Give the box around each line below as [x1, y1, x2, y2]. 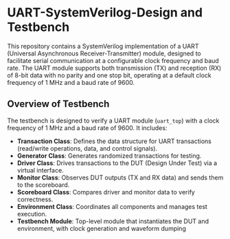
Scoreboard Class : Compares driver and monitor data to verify [16, 188, 196, 196]
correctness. [16, 195, 54, 203]
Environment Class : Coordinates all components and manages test [16, 202, 208, 210]
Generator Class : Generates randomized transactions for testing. [16, 151, 202, 160]
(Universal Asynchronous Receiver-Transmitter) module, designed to [7, 49, 201, 58]
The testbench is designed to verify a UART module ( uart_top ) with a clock [7, 116, 220, 125]
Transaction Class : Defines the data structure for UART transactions [16, 137, 211, 145]
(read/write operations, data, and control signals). [16, 144, 158, 152]
